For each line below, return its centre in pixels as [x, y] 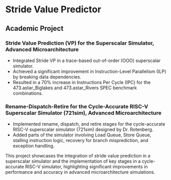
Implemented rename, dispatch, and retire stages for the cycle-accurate [89, 124]
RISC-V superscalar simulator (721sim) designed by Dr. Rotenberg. [83, 130]
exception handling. [34, 146]
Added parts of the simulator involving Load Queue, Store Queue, [82, 135]
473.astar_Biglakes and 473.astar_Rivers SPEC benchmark [75, 88]
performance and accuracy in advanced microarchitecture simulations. [80, 172]
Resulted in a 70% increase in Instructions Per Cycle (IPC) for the [82, 82]
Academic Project [34, 28]
